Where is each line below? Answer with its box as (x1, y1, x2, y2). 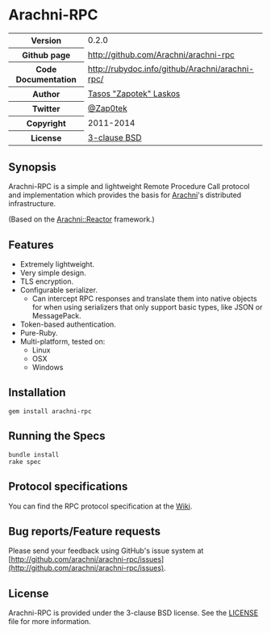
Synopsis (8, 160, 56, 174)
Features (8, 238, 54, 251)
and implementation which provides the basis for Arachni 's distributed (8, 190, 242, 200)
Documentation (15, 74, 77, 86)
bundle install (8, 450, 60, 458)
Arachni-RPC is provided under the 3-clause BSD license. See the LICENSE (8, 608, 259, 618)
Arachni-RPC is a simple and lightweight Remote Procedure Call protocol (8, 182, 250, 192)
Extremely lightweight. (19, 260, 95, 269)
